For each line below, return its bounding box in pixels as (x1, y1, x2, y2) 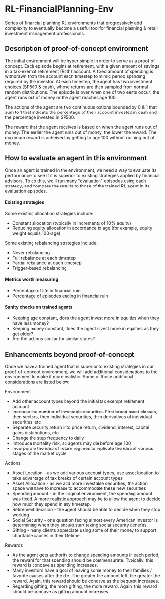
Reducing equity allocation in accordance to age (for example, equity (12, 225, 153, 231)
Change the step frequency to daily (12, 435, 84, 441)
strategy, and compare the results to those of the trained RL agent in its (5, 183, 150, 188)
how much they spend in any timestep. (12, 501, 91, 507)
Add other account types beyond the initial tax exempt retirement (12, 398, 145, 404)
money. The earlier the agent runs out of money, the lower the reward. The (5, 129, 157, 135)
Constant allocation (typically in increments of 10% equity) (12, 220, 132, 225)
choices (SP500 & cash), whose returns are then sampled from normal (5, 84, 148, 90)
